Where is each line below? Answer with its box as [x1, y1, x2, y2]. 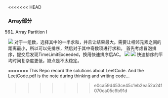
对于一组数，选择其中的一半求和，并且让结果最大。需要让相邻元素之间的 [14, 39, 162, 45]
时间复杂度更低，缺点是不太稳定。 [12, 58, 82, 64]
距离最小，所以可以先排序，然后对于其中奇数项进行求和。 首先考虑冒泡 [8, 46, 152, 51]
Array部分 [8, 17, 33, 24]
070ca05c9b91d [94, 88, 127, 94]
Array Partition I [15, 29, 47, 35]
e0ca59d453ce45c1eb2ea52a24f [94, 83, 163, 89]
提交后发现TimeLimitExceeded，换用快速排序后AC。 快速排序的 [16, 51, 159, 57]
